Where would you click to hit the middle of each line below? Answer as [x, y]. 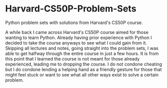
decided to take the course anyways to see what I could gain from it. [76, 42]
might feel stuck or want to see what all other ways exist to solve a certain [82, 74]
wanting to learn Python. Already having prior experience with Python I [78, 37]
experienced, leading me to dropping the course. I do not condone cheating [84, 64]
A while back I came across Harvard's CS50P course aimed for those [77, 32]
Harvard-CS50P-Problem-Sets [71, 9]
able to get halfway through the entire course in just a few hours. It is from [82, 53]
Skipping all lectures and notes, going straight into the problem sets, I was [82, 48]
